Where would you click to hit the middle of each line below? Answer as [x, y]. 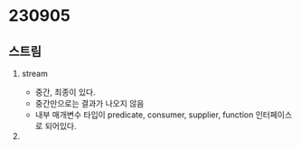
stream [35, 74]
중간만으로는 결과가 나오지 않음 [89, 103]
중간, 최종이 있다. [65, 92]
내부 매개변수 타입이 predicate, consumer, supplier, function [144, 115]
